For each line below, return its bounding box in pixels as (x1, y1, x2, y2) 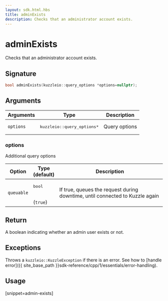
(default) (33, 171, 55, 178)
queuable (7, 190, 28, 196)
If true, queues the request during (59, 186, 138, 193)
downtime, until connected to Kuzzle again (59, 192, 159, 199)
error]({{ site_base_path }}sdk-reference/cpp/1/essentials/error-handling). (5, 262, 158, 268)
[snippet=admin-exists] (5, 290, 53, 296)
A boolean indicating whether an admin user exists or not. (5, 229, 124, 235)
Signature (5, 69, 36, 78)
